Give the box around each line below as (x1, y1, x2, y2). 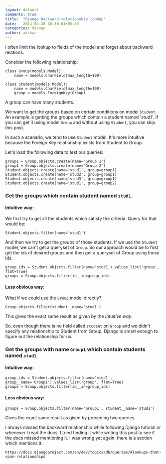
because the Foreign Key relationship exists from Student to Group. (5, 140, 143, 145)
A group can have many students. (5, 99, 75, 105)
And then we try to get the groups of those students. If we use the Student (5, 239, 158, 245)
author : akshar (5, 30, 37, 35)
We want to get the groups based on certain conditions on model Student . (5, 109, 157, 115)
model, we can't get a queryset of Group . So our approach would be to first (5, 244, 159, 250)
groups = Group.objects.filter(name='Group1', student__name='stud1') (5, 406, 155, 411)
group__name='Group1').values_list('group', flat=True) (5, 380, 124, 385)
